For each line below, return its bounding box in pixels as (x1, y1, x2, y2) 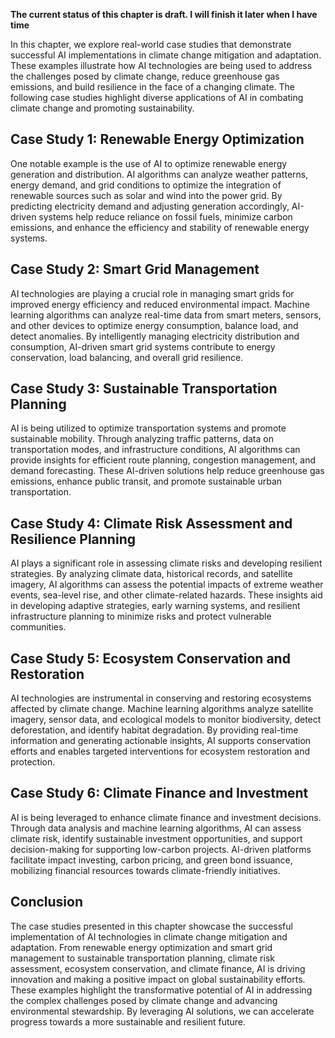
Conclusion (10, 894, 84, 911)
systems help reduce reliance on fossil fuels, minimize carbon (38, 210, 293, 223)
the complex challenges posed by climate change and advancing (10, 994, 278, 1006)
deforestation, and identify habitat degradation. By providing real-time (10, 724, 299, 736)
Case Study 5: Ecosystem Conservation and (10, 650, 291, 667)
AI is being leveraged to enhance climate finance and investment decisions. (10, 811, 322, 823)
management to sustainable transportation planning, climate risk (10, 952, 275, 964)
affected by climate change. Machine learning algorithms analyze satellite (10, 703, 314, 715)
